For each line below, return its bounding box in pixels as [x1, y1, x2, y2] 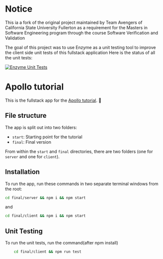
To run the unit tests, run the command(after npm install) [5, 240, 118, 246]
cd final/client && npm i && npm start [5, 213, 86, 219]
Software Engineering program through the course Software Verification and [5, 30, 158, 36]
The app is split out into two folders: [5, 124, 77, 130]
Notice [5, 3, 33, 15]
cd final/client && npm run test [14, 249, 82, 254]
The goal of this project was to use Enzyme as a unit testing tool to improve [5, 44, 156, 50]
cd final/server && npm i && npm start [5, 195, 86, 200]
